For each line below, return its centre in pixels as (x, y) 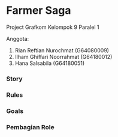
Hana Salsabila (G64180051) (50, 63)
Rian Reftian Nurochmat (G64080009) (62, 50)
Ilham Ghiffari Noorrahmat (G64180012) (63, 56)
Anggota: (18, 38)
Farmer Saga (39, 11)
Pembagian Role (31, 127)
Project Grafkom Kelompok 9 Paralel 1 (53, 27)
